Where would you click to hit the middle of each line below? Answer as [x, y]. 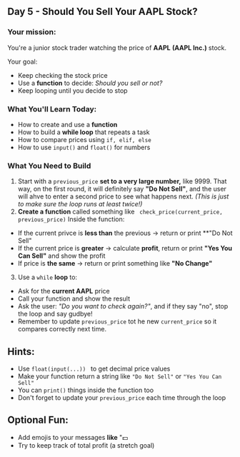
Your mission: [32, 32]
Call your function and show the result [74, 298]
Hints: [21, 352]
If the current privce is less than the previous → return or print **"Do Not [125, 233]
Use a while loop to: [47, 277]
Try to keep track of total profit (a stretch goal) [86, 445]
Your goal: [22, 61]
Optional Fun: [38, 420]
